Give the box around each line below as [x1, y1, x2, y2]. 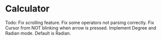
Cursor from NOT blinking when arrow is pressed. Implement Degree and [5, 24, 156, 30]
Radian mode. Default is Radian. [5, 30, 71, 36]
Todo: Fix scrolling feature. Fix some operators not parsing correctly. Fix [5, 19, 154, 25]
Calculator [5, 3, 50, 14]
